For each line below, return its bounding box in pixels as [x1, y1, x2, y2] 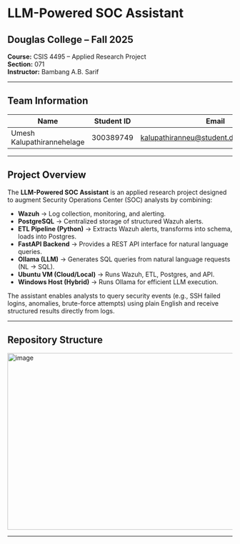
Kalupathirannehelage [11, 137, 85, 147]
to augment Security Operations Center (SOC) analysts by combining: [7, 195, 213, 204]
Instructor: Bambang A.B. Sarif [7, 68, 99, 76]
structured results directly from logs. [7, 306, 115, 315]
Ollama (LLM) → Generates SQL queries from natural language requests [17, 255, 231, 263]
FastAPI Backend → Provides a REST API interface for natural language [17, 239, 229, 248]
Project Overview [7, 169, 86, 181]
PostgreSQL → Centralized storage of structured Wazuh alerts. [17, 216, 204, 226]
